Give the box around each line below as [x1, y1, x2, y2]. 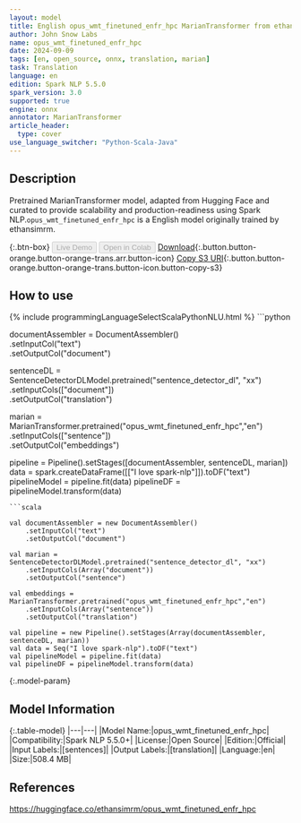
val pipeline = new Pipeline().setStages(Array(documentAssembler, [9, 629, 267, 638]
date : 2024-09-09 [9, 47, 74, 56]
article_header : [9, 122, 70, 131]
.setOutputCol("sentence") [25, 574, 126, 583]
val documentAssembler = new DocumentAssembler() [9, 519, 199, 528]
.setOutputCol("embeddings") [9, 440, 120, 450]
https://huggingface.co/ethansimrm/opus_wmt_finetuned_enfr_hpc [9, 803, 257, 814]
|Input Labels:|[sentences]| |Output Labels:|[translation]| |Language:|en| [9, 744, 276, 755]
